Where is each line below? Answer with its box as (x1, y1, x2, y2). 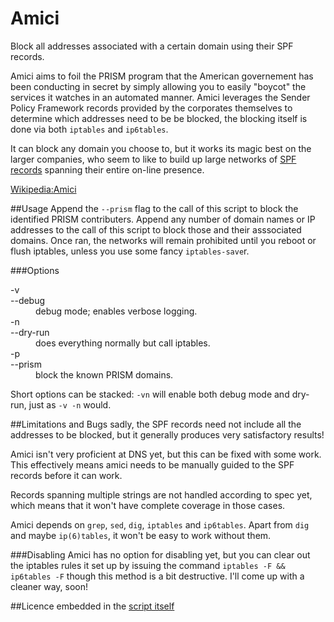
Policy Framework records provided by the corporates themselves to (10, 102, 293, 114)
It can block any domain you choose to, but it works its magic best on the (10, 142, 312, 154)
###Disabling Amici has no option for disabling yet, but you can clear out (10, 548, 311, 561)
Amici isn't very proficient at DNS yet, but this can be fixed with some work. (10, 448, 322, 460)
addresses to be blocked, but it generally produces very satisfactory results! (10, 428, 325, 441)
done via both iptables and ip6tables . (10, 123, 169, 135)
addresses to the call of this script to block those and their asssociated (10, 223, 302, 236)
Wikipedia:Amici (10, 183, 77, 195)
